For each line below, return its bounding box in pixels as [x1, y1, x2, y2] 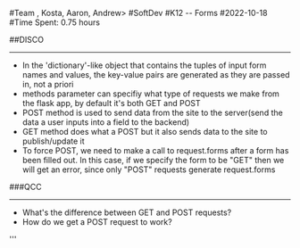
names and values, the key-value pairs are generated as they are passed [21, 70, 290, 79]
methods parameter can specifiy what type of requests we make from [21, 88, 279, 99]
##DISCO [9, 35, 45, 45]
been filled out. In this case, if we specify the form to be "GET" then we [21, 155, 285, 165]
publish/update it [21, 136, 85, 146]
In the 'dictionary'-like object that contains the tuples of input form [21, 60, 267, 70]
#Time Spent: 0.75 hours [9, 17, 101, 28]
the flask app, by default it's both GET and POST [21, 98, 201, 108]
